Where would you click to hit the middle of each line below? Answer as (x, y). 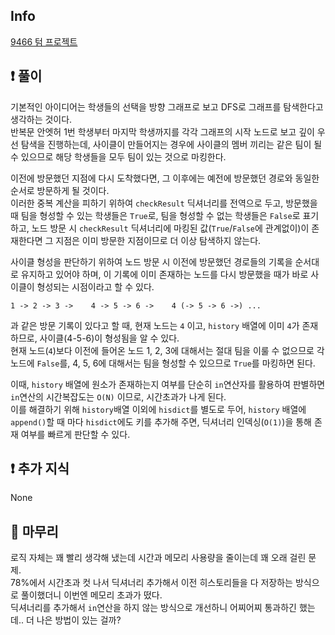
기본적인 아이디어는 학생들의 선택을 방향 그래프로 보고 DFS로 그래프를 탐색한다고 (167, 106)
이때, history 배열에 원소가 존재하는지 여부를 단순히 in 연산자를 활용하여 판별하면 (168, 384)
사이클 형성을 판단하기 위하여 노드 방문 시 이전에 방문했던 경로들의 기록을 (151, 261)
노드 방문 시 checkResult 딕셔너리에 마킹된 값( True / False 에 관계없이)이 (170, 228)
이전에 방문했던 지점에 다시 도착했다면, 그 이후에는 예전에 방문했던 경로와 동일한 (165, 178)
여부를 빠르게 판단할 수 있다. (75, 434)
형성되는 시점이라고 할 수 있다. (95, 286)
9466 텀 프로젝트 (44, 41)
